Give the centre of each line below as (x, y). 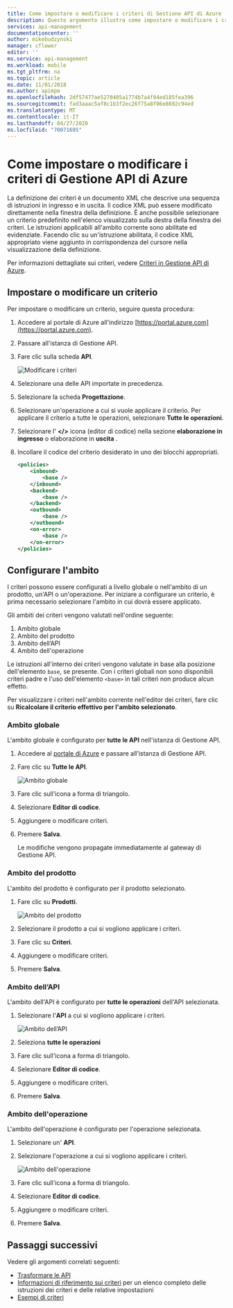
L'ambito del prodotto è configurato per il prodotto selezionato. (97, 888)
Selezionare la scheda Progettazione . (71, 397)
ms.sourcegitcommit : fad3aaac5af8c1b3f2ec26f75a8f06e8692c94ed (101, 104)
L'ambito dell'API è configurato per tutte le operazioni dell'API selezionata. (113, 1002)
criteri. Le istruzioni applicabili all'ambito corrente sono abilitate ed (102, 228)
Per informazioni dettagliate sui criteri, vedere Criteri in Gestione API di (108, 263)
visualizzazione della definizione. (54, 250)
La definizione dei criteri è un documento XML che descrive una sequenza (113, 198)
